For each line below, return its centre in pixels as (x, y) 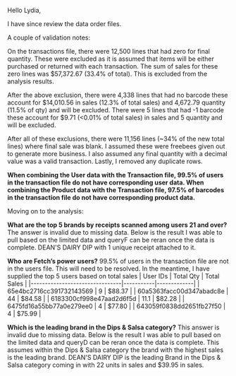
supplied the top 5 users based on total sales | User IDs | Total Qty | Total (113, 276)
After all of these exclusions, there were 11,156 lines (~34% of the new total (116, 139)
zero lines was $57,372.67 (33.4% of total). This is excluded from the (107, 74)
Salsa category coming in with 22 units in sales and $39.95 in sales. (106, 365)
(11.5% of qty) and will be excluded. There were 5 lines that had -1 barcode (116, 110)
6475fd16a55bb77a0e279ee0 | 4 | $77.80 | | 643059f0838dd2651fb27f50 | (117, 306)
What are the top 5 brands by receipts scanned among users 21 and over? (117, 225)
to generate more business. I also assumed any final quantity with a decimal (117, 154)
